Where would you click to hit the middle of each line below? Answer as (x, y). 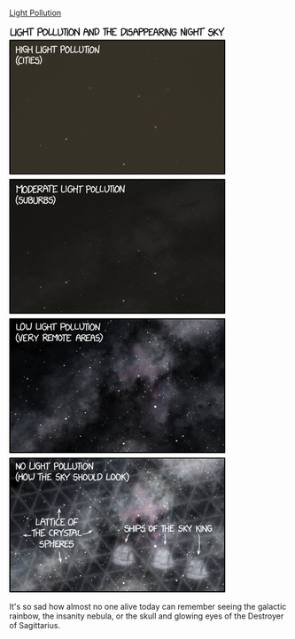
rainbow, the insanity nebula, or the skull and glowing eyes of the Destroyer (147, 616)
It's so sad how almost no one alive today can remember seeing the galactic (148, 607)
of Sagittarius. (35, 625)
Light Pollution (35, 13)
